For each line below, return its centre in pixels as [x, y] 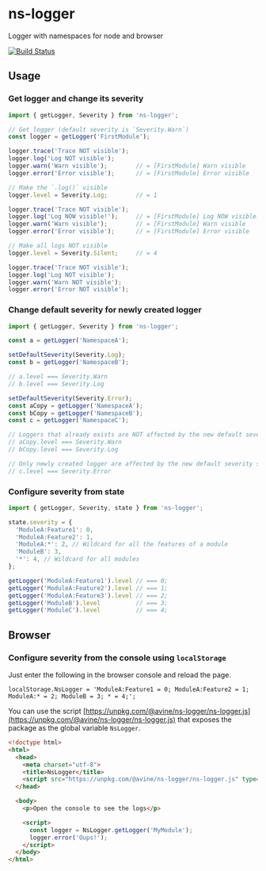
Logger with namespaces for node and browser [86, 36]
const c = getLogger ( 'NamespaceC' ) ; [68, 420]
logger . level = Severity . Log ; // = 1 [83, 195]
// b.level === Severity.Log [56, 384]
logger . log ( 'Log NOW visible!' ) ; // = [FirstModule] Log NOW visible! [134, 217]
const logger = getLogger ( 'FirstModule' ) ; [79, 137]
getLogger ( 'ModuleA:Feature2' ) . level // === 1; [88, 588]
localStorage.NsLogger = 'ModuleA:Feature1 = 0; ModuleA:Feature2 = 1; [129, 690]
